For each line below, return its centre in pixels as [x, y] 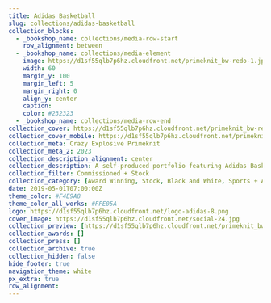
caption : [38, 106]
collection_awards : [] [46, 234]
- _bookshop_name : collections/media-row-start [97, 38]
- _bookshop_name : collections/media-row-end [94, 121]
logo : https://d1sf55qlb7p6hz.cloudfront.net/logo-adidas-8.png [119, 211]
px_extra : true [34, 279]
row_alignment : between [63, 46]
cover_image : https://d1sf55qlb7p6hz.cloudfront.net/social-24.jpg [124, 219]
